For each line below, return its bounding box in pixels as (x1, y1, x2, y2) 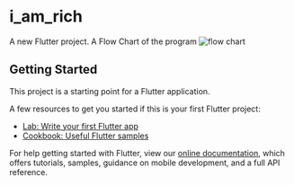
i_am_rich (9, 6, 84, 27)
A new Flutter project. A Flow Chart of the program (9, 36, 198, 47)
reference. (9, 166, 48, 177)
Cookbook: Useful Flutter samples (22, 130, 149, 141)
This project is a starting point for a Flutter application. (9, 85, 210, 96)
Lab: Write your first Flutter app (22, 120, 139, 131)
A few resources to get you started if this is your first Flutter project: (9, 103, 261, 114)
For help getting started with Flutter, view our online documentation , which (9, 147, 286, 158)
